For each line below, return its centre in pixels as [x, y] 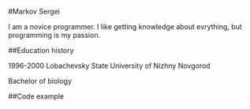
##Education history [41, 50]
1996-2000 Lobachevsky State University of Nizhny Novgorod [109, 66]
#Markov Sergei [34, 11]
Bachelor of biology [40, 81]
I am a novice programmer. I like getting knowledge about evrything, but [125, 26]
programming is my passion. [54, 35]
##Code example [36, 96]
